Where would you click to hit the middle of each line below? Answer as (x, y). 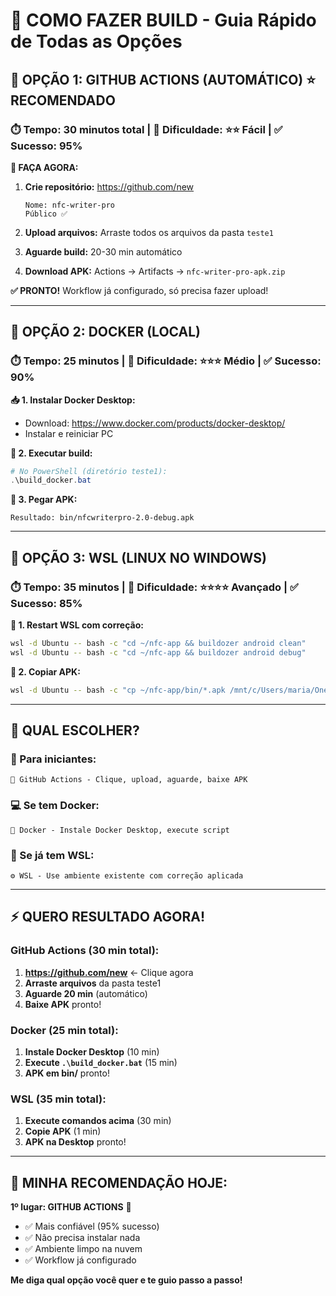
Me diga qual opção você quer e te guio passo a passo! (126, 1280)
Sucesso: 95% (46, 146)
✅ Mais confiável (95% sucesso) (92, 1226)
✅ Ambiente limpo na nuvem (83, 1248)
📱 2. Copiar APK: (45, 671)
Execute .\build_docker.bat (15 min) (101, 1062)
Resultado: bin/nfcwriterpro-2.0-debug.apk (102, 518)
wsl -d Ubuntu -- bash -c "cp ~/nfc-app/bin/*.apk (118, 690)
